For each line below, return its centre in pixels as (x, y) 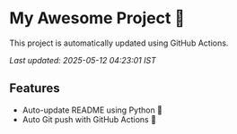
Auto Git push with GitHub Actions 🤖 (89, 119)
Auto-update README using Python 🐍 (92, 110)
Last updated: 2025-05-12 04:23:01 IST (83, 60)
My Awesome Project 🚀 (97, 18)
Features (35, 88)
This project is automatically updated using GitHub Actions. (119, 43)
